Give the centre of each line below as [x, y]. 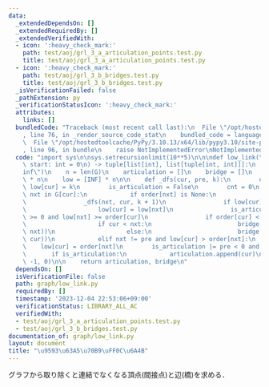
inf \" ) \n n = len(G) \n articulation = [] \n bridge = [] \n [137, 172]
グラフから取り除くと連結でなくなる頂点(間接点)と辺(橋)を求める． [119, 375]
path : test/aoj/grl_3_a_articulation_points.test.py [112, 53]
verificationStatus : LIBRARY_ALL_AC [76, 306]
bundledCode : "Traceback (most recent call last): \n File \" [121, 127]
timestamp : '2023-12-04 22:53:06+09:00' [84, 299]
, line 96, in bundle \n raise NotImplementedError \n [118, 150]
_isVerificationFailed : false [66, 90]
